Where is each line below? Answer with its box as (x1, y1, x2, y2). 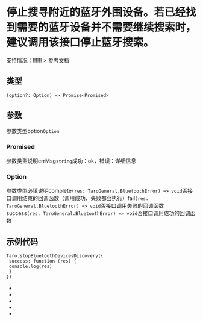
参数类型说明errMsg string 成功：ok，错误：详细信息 (6, 157, 137, 164)
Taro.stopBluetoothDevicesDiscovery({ (6, 252, 104, 259)
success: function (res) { (8, 258, 77, 264)
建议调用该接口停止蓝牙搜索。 (6, 36, 155, 49)
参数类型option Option (6, 127, 60, 134)
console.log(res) (8, 263, 52, 269)
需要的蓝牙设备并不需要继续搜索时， (17, 20, 197, 34)
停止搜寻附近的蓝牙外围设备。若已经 (6, 5, 186, 19)
